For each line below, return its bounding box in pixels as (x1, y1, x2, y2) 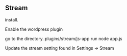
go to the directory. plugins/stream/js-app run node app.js (5, 36, 123, 41)
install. (5, 17, 19, 22)
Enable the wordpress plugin (5, 26, 63, 32)
